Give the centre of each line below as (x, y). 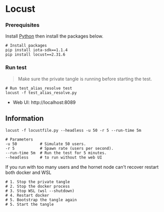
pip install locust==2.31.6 (35, 55)
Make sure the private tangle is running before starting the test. (85, 79)
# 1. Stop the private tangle (38, 182)
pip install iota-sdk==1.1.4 (37, 50)
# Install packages (26, 46)
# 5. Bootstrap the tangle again (41, 200)
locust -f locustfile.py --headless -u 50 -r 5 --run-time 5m (73, 130)
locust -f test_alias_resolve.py (41, 93)
